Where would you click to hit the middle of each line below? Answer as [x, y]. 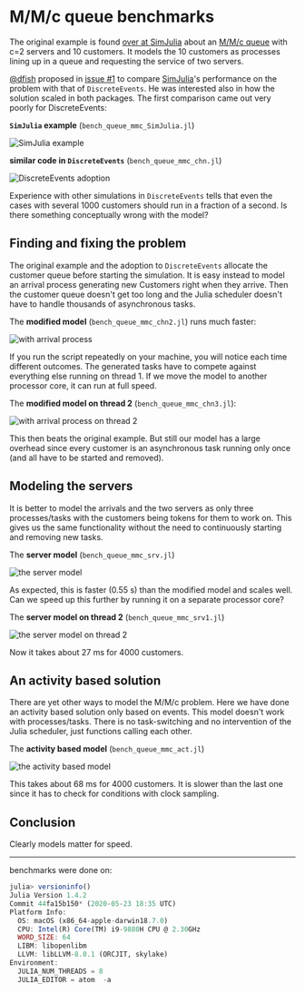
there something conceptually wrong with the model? [109, 214]
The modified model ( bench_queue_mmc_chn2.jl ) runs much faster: [133, 321]
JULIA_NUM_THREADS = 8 [60, 971]
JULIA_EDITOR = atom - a [64, 979]
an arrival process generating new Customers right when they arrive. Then [149, 284]
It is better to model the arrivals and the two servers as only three [132, 508]
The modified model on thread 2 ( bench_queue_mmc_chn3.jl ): [123, 403]
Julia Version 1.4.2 [49, 896]
